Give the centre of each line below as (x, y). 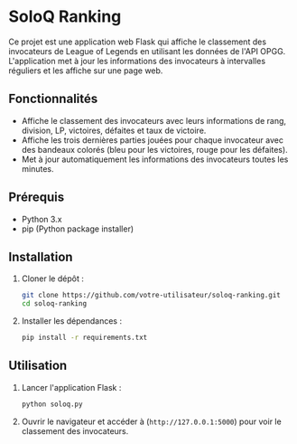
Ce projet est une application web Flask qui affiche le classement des (138, 42)
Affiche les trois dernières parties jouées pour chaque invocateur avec (152, 140)
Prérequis (37, 198)
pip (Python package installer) (78, 229)
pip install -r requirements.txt (84, 338)
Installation (41, 256)
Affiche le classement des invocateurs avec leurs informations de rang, (153, 120)
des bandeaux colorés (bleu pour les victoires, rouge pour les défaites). (154, 149)
